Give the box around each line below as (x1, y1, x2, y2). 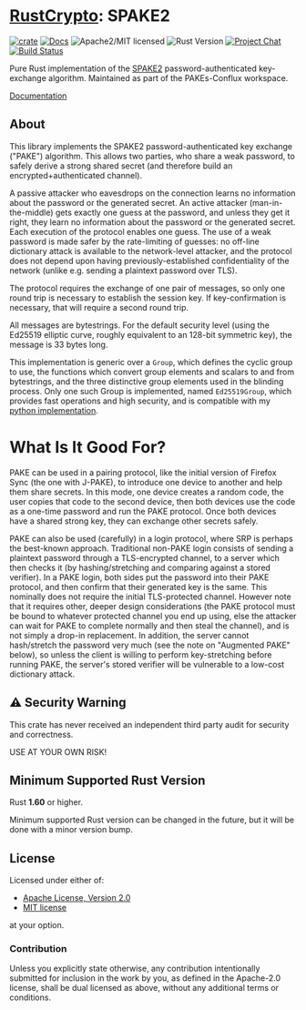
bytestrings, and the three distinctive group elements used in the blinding (9, 375, 284, 387)
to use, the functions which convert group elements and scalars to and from (9, 366, 294, 377)
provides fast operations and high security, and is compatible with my (9, 395, 271, 406)
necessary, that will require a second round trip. (9, 301, 189, 312)
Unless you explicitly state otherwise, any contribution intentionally (9, 963, 260, 974)
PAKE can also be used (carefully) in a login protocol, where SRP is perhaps (9, 533, 293, 544)
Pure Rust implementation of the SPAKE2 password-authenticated (9, 63, 258, 74)
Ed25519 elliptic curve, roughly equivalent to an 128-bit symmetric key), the (9, 329, 293, 340)
